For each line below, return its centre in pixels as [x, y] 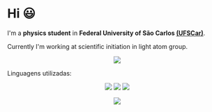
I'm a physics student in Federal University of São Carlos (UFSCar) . [106, 33]
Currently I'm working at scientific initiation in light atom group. [98, 46]
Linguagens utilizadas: [39, 73]
